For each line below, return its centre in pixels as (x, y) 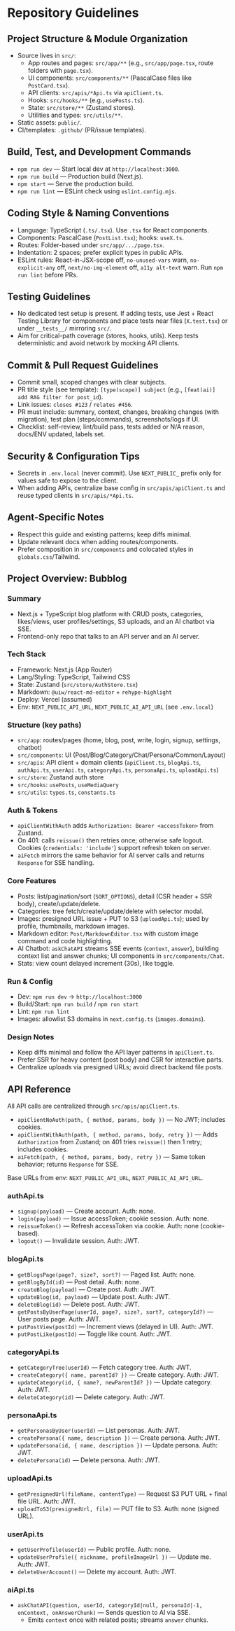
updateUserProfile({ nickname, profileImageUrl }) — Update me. (114, 1557)
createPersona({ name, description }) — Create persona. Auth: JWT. (119, 1438)
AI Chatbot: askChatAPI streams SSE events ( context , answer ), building (118, 948)
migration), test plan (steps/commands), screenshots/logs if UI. (109, 419)
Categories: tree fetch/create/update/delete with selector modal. (111, 911)
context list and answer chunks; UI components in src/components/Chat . (121, 956)
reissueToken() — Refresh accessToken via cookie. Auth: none (108, 1226)
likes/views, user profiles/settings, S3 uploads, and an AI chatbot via (116, 621)
